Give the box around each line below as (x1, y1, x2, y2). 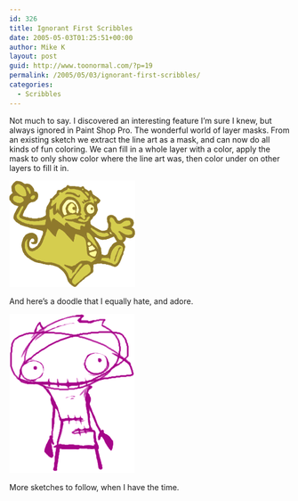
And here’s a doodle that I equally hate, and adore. (9, 295, 194, 307)
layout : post (9, 52, 58, 62)
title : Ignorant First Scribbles (9, 23, 133, 33)
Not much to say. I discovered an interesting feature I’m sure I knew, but (9, 115, 273, 126)
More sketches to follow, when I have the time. (9, 481, 180, 492)
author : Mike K (9, 43, 66, 52)
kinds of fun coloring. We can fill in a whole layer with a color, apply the (9, 144, 271, 154)
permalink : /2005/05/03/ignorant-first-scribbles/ (9, 71, 201, 80)
